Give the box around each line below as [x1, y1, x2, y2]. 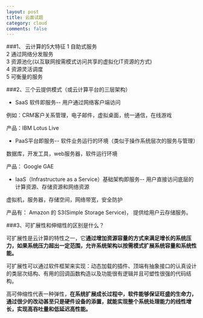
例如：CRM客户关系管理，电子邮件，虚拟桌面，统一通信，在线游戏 [6, 112, 172, 119]
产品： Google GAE [6, 163, 54, 170]
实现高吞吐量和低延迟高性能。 [16, 305, 91, 313]
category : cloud [6, 20, 47, 26]
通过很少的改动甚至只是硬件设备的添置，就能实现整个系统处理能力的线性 [6, 298, 186, 305]
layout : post [6, 8, 39, 15]
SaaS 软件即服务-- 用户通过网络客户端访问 [14, 99, 121, 106]
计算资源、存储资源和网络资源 [14, 183, 89, 191]
